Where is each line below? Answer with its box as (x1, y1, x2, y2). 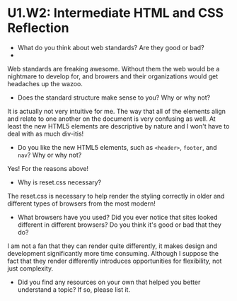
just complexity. (7, 264, 54, 273)
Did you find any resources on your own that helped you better (17, 278, 201, 286)
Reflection (7, 20, 69, 36)
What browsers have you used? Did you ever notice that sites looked (17, 213, 218, 221)
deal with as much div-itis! (7, 129, 84, 138)
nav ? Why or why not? (17, 150, 82, 159)
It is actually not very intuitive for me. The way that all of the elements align (7, 107, 226, 115)
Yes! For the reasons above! (7, 164, 89, 172)
